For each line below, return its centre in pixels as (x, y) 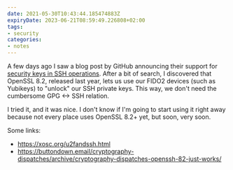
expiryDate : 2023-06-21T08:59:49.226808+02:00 (76, 20)
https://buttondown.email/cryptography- (76, 151)
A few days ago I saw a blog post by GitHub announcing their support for (113, 66)
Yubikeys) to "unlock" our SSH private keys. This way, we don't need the (112, 88)
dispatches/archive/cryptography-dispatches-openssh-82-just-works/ (119, 159)
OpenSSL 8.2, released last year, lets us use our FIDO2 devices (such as (111, 81)
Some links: (24, 130)
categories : (24, 40)
